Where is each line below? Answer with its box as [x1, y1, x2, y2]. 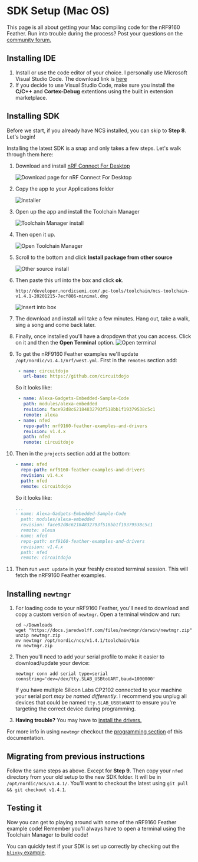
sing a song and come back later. [15, 321, 96, 328]
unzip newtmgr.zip [15, 632, 61, 638]
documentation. [6, 735, 45, 742]
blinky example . [6, 848, 47, 856]
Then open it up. [15, 231, 55, 238]
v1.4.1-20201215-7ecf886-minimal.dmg [15, 293, 108, 299]
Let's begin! [6, 133, 36, 140]
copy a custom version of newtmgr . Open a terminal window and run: [15, 611, 181, 618]
